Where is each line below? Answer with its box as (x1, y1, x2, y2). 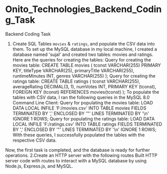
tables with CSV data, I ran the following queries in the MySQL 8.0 (12, 94, 150, 100)
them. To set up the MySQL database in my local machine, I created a (12, 46, 157, 52)
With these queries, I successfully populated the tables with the (12, 132, 145, 138)
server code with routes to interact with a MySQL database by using (5, 157, 147, 163)
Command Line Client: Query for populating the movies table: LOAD (12, 99, 153, 105)
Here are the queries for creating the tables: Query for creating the (12, 56, 151, 63)
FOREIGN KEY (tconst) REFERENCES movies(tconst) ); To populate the (12, 89, 159, 95)
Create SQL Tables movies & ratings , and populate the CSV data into (12, 40, 155, 46)
